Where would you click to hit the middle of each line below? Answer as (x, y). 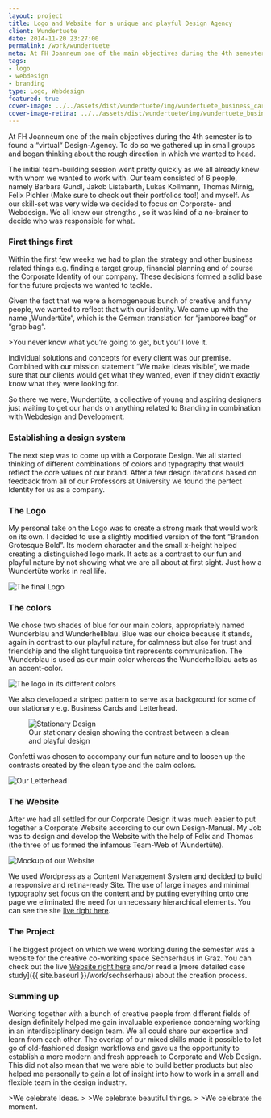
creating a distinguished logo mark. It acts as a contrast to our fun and (125, 554)
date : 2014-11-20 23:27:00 (54, 38)
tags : (17, 61)
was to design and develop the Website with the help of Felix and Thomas (131, 837)
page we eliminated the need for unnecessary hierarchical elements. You (130, 902)
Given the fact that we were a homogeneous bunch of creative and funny (130, 301)
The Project (31, 932)
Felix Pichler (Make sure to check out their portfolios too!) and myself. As (129, 195)
